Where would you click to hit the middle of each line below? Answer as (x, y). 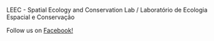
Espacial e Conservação (41, 17)
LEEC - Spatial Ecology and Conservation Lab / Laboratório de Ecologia (107, 10)
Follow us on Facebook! (40, 30)
